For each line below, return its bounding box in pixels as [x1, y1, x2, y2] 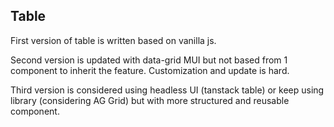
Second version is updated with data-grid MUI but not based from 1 [10, 54, 288, 66]
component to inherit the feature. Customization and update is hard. [10, 64, 290, 76]
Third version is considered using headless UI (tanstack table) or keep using [10, 84, 325, 96]
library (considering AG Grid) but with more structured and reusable [10, 94, 290, 106]
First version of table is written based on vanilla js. [10, 34, 217, 46]
